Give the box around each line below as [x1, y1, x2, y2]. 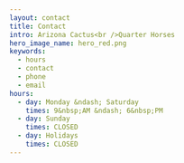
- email [17, 81, 47, 90]
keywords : [9, 47, 47, 56]
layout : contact [9, 13, 70, 23]
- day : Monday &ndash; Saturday [17, 97, 140, 107]
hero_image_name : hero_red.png [9, 38, 127, 48]
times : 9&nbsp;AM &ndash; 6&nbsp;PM [25, 106, 164, 115]
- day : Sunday [17, 114, 70, 123]
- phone [17, 72, 47, 81]
